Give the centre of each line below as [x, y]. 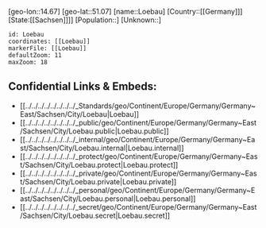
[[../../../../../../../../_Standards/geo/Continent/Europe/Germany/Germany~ [138, 106]
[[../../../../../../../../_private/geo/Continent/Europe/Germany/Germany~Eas [138, 173]
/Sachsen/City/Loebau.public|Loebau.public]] [94, 131]
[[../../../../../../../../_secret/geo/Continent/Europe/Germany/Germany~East [138, 207]
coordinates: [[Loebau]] [49, 41]
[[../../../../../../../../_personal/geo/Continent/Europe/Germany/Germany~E [137, 190]
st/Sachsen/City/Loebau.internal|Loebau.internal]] [102, 148]
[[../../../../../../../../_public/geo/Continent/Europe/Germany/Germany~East [138, 122]
